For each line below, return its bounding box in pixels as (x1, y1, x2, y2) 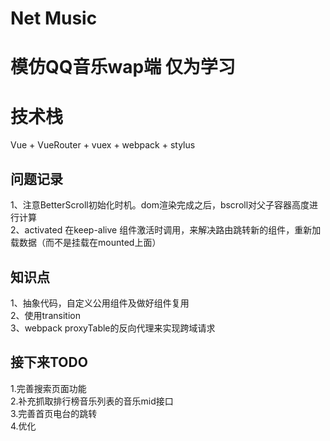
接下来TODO (10, 354, 88, 371)
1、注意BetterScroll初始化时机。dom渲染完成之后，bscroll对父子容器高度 (10, 199, 310, 211)
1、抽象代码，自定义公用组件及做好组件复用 (10, 297, 190, 309)
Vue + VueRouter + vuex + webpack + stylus (10, 139, 196, 151)
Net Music (10, 7, 98, 30)
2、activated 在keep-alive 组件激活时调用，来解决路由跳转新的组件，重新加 (10, 224, 322, 236)
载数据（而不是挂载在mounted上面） (10, 237, 162, 249)
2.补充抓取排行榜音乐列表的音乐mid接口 (10, 395, 174, 407)
